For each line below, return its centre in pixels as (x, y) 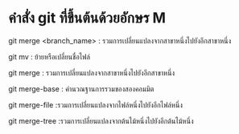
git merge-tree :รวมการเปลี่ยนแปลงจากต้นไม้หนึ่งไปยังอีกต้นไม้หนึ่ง (101, 120)
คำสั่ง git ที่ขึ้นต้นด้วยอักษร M (87, 18)
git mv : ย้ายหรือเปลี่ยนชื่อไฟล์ (49, 56)
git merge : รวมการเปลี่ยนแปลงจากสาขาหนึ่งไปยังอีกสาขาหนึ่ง (92, 72)
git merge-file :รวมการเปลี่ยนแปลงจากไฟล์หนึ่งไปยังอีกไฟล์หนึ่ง (96, 104)
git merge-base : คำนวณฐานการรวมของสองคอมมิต (81, 88)
